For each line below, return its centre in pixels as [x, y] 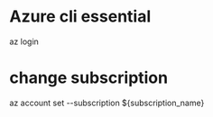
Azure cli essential [80, 17]
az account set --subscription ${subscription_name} [107, 103]
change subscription [89, 78]
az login [24, 41]
